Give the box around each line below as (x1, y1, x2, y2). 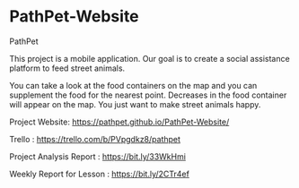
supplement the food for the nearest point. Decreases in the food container (9, 90, 287, 100)
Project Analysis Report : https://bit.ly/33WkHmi (9, 150, 187, 162)
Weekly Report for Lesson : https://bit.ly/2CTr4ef (9, 168, 190, 179)
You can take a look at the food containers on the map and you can (9, 80, 258, 90)
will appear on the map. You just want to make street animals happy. (9, 98, 261, 109)
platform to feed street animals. (9, 63, 126, 73)
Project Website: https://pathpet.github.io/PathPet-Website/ (9, 116, 230, 127)
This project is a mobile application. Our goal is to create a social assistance (9, 53, 290, 64)
